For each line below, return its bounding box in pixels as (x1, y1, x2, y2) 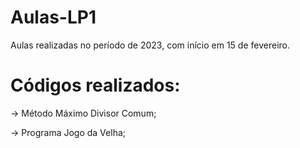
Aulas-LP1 (10, 6, 97, 29)
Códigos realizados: (10, 74, 181, 97)
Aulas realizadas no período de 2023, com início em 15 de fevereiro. (10, 39, 290, 51)
